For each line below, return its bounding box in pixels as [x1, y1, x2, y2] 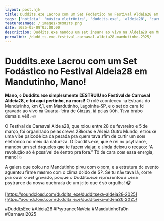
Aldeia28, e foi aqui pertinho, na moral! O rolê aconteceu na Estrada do [5, 97, 150, 103]
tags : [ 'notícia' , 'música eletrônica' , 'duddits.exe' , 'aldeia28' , [5, 16, 147, 21]
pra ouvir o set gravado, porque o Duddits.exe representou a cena [5, 174, 138, 180]
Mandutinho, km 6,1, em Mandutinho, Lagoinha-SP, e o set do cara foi [5, 103, 145, 109]
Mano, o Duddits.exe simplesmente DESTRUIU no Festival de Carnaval [5, 92, 150, 98]
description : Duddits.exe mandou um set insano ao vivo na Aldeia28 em [5, 30, 154, 35]
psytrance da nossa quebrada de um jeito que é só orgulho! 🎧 [5, 179, 131, 186]
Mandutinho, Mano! [5, 76, 87, 88]
